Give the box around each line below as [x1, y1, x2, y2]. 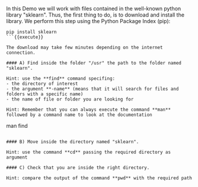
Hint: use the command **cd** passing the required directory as [6, 149, 171, 155]
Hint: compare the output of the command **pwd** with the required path [6, 175, 193, 181]
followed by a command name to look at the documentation [6, 112, 152, 118]
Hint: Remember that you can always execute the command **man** [6, 107, 171, 112]
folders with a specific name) [6, 91, 84, 97]
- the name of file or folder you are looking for [6, 96, 134, 102]
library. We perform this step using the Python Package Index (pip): [6, 18, 171, 24]
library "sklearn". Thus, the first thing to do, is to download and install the [6, 11, 185, 18]
